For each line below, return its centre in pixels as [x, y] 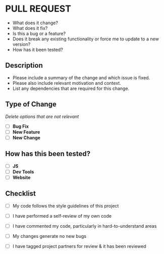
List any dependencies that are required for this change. [71, 88]
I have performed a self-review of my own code [62, 216]
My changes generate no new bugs [49, 236]
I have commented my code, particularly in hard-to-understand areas [85, 226]
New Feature [26, 132]
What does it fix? [30, 28]
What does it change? [35, 23]
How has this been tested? [48, 154]
